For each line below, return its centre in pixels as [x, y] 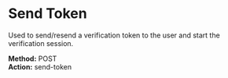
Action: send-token [40, 66]
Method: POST [33, 58]
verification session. [41, 43]
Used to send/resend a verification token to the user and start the [114, 35]
